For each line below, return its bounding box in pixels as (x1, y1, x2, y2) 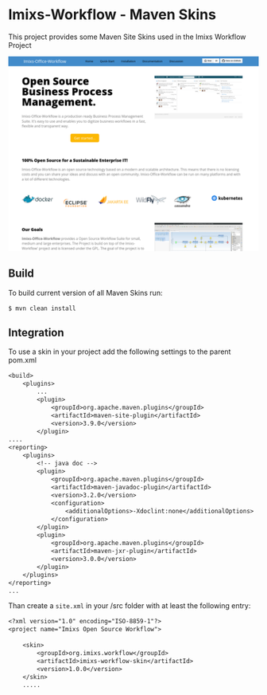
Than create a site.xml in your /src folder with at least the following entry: (8, 601, 251, 611)
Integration (8, 325, 65, 340)
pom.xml (8, 355, 37, 365)
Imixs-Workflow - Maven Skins (8, 6, 217, 24)
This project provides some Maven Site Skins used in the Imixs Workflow (8, 32, 246, 41)
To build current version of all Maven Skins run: (8, 288, 163, 297)
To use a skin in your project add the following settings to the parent (8, 347, 231, 356)
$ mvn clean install (8, 304, 77, 312)
